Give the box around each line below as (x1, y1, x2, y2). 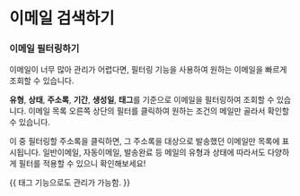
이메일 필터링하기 (9, 42, 80, 55)
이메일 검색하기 (9, 8, 115, 29)
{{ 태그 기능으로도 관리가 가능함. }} (9, 177, 131, 188)
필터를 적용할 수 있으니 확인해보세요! (18, 158, 146, 169)
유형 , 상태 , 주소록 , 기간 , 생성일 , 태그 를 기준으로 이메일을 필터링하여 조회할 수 (9, 95, 275, 106)
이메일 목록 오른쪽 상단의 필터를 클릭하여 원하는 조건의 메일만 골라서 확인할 (28, 106, 290, 116)
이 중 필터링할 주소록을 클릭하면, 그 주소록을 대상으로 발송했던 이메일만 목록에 (9, 136, 280, 147)
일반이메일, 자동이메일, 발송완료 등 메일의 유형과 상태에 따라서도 (42, 147, 266, 158)
